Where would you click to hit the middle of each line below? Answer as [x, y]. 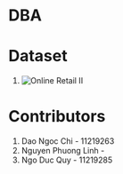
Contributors [57, 117]
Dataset [38, 56]
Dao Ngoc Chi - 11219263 [68, 141]
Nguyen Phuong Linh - [63, 151]
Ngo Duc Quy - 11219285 [67, 160]
